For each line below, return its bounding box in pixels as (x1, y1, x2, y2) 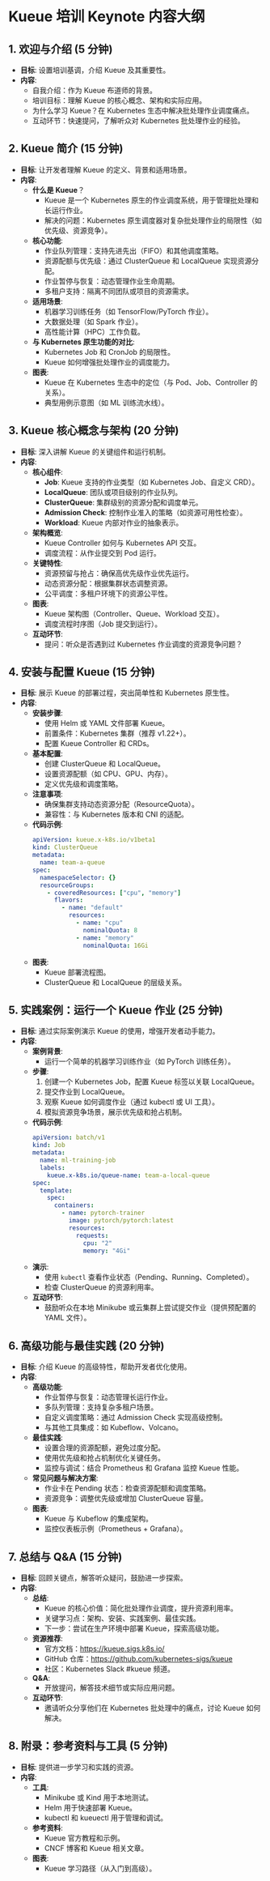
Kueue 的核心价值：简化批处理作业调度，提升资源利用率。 (44, 1603, 238, 1613)
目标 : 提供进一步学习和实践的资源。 (19, 1762, 138, 1772)
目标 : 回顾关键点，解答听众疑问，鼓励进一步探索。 (19, 1573, 188, 1582)
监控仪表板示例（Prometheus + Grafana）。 (44, 1524, 188, 1533)
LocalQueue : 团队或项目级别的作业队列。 (44, 487, 183, 497)
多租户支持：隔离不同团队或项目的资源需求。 (44, 286, 194, 296)
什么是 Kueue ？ (32, 185, 85, 194)
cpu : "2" (82, 1239, 113, 1248)
